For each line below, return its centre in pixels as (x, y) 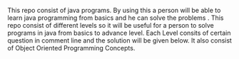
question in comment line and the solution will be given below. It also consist (119, 41)
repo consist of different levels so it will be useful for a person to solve (111, 25)
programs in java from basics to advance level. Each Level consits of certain (119, 33)
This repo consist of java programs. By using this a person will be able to (114, 10)
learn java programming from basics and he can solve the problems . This (116, 18)
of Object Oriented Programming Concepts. (71, 48)
